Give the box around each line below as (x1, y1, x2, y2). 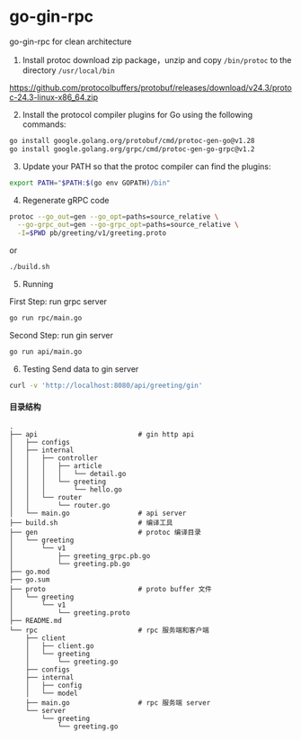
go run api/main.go (9, 347, 83, 356)
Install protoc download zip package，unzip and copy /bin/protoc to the (22, 54, 292, 65)
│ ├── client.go (25, 641, 94, 650)
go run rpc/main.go (9, 313, 83, 323)
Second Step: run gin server (9, 329, 114, 340)
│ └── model (25, 689, 78, 698)
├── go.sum (9, 574, 50, 584)
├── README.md (9, 616, 63, 625)
